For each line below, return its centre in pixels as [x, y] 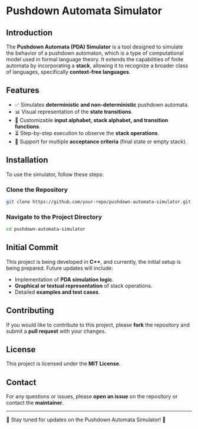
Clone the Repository [37, 189]
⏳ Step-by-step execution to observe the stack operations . [87, 133]
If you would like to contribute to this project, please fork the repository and [98, 325]
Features [23, 91]
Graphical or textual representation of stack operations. [83, 286]
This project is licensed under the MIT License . [63, 363]
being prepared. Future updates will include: [60, 268]
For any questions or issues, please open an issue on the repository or [92, 397]
